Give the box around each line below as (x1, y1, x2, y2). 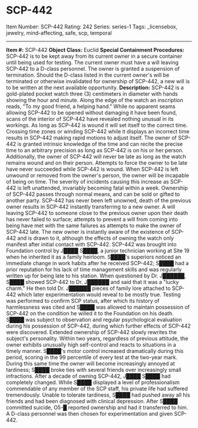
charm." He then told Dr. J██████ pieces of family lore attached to (6, 285, 171, 292)
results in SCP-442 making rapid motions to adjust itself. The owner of (6, 134, 177, 141)
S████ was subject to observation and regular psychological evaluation (6, 316, 182, 323)
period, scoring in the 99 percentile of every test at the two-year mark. (6, 354, 178, 361)
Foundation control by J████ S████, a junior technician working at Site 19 (6, 247, 190, 254)
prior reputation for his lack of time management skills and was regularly (6, 266, 182, 273)
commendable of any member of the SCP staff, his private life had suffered (6, 385, 189, 392)
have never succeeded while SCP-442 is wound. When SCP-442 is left (6, 165, 179, 172)
